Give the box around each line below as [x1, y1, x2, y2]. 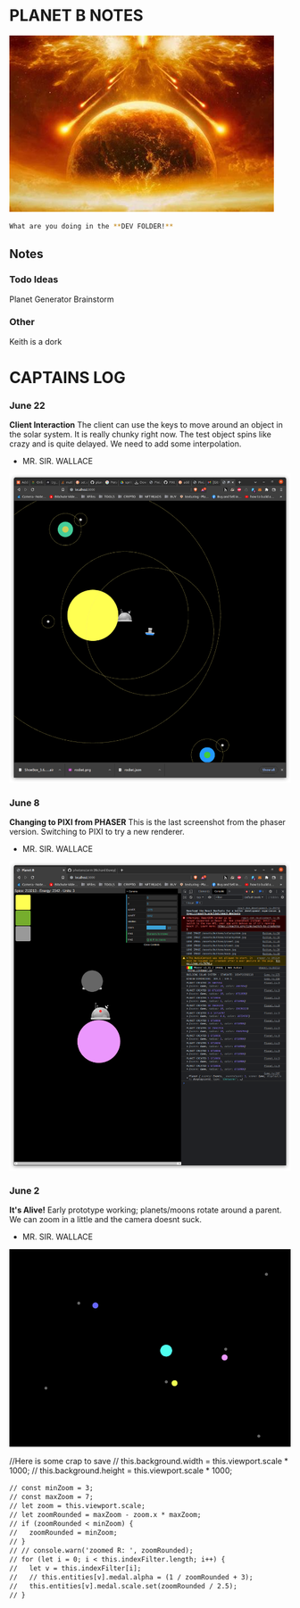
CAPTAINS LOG [9, 367, 126, 387]
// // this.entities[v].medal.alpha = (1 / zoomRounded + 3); [9, 1573, 254, 1582]
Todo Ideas [9, 273, 59, 286]
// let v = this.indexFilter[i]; [9, 1564, 142, 1573]
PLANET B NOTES [9, 5, 144, 26]
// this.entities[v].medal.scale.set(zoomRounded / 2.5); [9, 1582, 238, 1591]
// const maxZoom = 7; [9, 1493, 94, 1502]
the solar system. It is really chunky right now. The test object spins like [9, 429, 272, 440]
